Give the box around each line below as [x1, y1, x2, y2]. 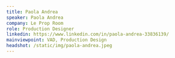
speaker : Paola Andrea [6, 14, 64, 21]
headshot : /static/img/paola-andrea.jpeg [6, 43, 113, 49]
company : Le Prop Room [6, 20, 64, 26]
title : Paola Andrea [6, 8, 59, 15]
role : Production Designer [6, 25, 74, 32]
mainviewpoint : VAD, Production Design [6, 37, 107, 43]
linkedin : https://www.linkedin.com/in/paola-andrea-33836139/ [6, 31, 170, 37]
